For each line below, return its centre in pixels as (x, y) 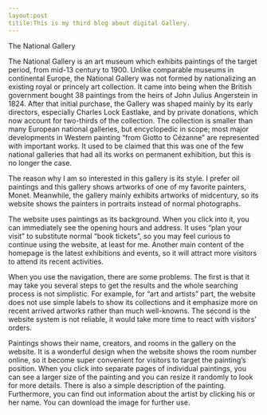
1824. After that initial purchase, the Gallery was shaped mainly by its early (131, 104)
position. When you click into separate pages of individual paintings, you (128, 368)
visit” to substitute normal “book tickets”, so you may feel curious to (120, 236)
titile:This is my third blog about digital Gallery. (100, 23)
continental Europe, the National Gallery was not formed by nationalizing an (132, 78)
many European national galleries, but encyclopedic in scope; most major (129, 129)
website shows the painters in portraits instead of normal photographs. (125, 203)
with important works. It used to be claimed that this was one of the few (126, 146)
